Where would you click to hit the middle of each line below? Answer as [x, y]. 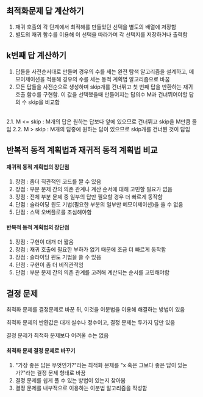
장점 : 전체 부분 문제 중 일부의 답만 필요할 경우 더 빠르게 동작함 [89, 197]
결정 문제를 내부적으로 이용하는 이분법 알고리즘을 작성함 [81, 388]
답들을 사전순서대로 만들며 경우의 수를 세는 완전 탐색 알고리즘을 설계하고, [101, 71]
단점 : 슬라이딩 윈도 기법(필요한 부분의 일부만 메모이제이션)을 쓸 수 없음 [99, 205]
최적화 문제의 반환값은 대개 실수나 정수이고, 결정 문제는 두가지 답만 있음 [91, 322]
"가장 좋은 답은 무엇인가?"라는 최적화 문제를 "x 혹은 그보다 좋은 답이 [96, 365]
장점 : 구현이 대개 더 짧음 [45, 242]
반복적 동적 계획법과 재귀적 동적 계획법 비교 [82, 151]
